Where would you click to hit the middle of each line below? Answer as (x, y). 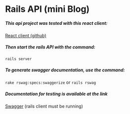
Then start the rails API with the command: (50, 47)
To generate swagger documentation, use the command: (65, 70)
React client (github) (26, 36)
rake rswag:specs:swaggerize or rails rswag (51, 82)
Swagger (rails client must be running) (44, 106)
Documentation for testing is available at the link (56, 94)
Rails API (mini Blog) (47, 9)
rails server (19, 59)
